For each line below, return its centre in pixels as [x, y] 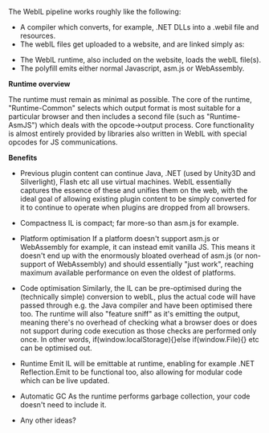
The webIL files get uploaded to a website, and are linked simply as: [132, 44]
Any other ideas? [48, 420]
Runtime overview [39, 84]
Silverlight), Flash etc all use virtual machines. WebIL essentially [125, 182]
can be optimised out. [56, 348]
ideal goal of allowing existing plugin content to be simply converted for [138, 199]
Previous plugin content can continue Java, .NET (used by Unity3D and [137, 173]
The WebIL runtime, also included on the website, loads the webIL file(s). [141, 60]
